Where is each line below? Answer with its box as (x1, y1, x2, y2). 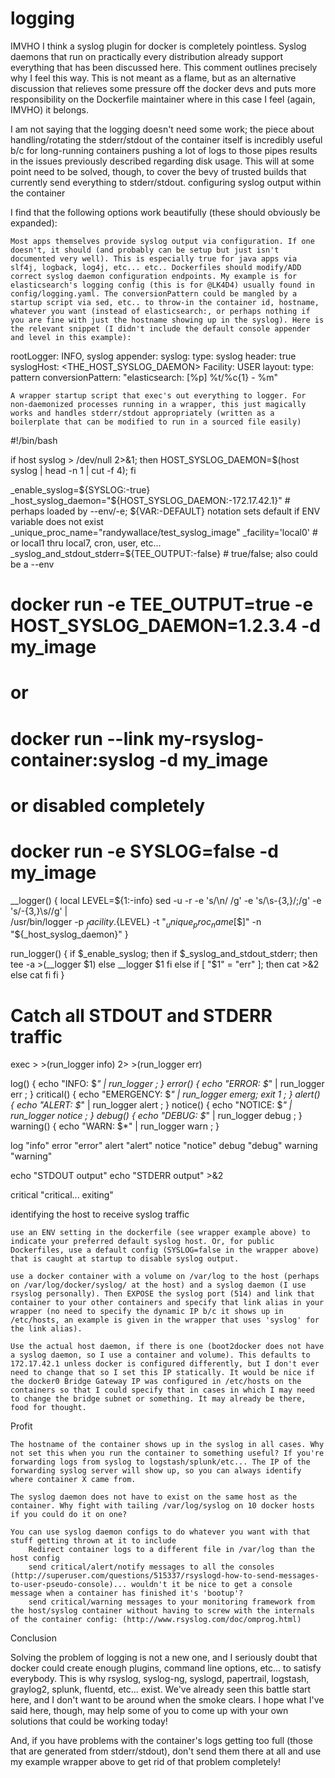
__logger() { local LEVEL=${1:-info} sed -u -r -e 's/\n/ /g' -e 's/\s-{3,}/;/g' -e (10, 894, 322, 906)
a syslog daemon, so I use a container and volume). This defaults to (10, 1350, 311, 1361)
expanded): (10, 217, 58, 229)
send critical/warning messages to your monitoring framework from (28, 1597, 315, 1607)
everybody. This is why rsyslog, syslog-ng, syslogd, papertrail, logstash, (10, 1673, 310, 1685)
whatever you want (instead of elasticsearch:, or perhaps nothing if (10, 306, 311, 316)
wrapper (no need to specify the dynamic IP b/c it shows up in (10, 1307, 284, 1317)
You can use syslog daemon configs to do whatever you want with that (10, 1527, 311, 1537)
